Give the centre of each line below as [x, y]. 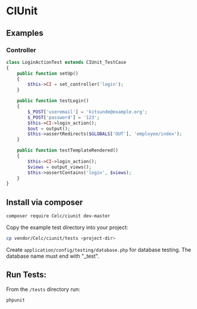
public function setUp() [48, 73]
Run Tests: [26, 275]
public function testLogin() [53, 101]
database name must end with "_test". [53, 256]
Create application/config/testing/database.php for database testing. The [99, 249]
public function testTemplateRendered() [68, 150]
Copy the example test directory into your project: [67, 227]
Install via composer [45, 202]
